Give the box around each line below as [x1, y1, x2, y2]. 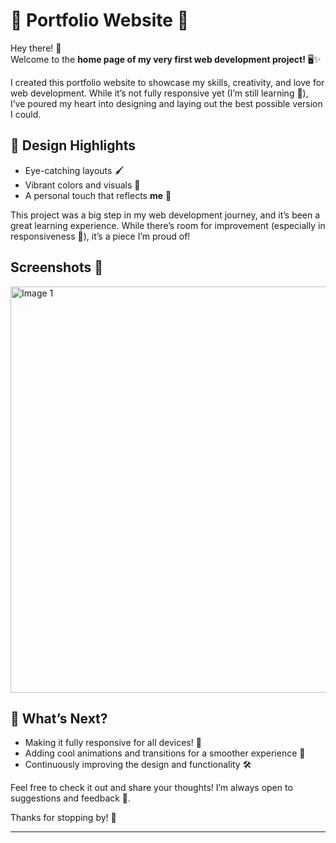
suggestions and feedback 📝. [10, 792, 132, 804]
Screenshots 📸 [10, 259, 104, 276]
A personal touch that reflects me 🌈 [24, 189, 172, 201]
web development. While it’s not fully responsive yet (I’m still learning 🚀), [10, 87, 309, 99]
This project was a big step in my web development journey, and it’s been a [10, 209, 321, 221]
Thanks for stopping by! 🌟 [10, 812, 117, 824]
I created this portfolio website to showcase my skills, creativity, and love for [10, 76, 325, 88]
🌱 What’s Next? [10, 710, 108, 727]
